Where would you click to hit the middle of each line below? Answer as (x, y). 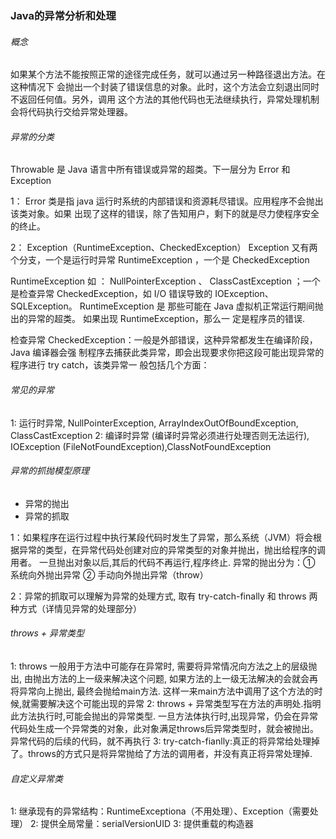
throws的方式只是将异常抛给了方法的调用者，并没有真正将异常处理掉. (170, 753)
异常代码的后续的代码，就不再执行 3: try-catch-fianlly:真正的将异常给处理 (161, 741)
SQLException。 (44, 306)
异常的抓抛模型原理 (50, 471)
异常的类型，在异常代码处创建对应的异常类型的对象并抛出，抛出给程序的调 (172, 549)
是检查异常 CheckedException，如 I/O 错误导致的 (111, 294)
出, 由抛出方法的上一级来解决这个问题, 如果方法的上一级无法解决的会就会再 (164, 678)
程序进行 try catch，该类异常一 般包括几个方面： (110, 365)
